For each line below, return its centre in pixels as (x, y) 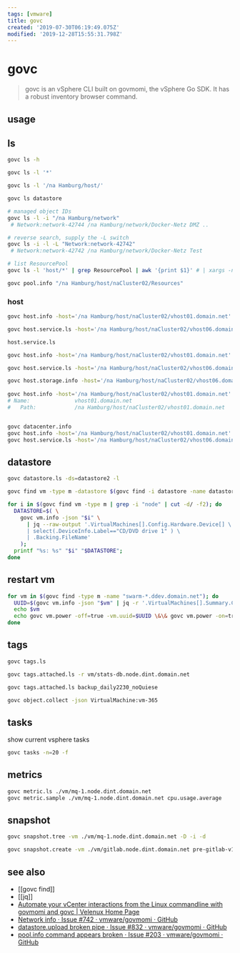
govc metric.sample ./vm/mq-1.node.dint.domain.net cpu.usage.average (115, 798)
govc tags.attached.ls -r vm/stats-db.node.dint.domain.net (99, 674)
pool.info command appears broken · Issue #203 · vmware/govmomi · (120, 934)
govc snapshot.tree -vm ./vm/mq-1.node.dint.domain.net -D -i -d (106, 837)
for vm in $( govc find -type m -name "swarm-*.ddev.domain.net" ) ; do (113, 596)
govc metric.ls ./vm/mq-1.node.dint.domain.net (80, 791)
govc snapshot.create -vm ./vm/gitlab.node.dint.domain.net (99, 850)
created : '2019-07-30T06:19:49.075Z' (64, 27)
